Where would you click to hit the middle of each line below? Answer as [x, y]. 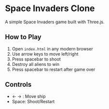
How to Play [23, 37]
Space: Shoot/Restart [33, 101]
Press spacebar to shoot [36, 59]
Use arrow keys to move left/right [45, 54]
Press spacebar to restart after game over [54, 69]
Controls [18, 85]
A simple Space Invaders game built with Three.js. [55, 22]
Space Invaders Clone [50, 8]
